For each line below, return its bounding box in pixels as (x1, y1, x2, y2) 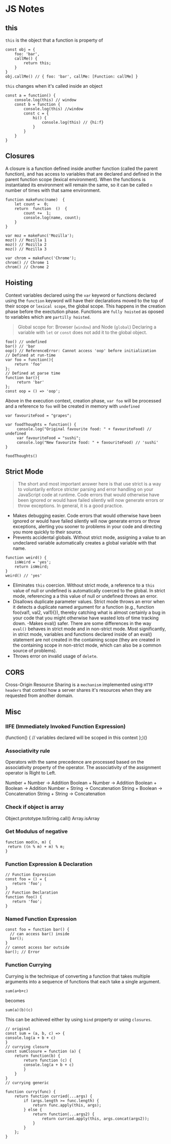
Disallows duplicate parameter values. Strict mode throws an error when (12, 598, 165, 605)
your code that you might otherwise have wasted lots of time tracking (12, 615, 159, 621)
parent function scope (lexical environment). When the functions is (5, 176, 146, 182)
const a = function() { (5, 93, 56, 98)
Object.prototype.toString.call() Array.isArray (5, 815, 100, 821)
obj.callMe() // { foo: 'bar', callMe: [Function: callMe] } (5, 74, 138, 79)
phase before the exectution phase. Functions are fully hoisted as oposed (5, 308, 164, 315)
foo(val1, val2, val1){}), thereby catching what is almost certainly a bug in (12, 609, 166, 616)
